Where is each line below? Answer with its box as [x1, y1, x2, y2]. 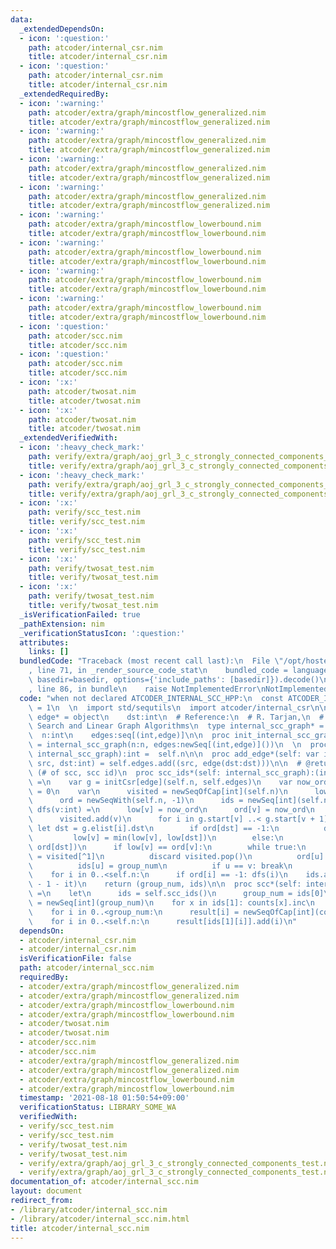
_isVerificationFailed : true [19, 609, 141, 620]
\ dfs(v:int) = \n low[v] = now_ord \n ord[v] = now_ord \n [28, 805, 315, 815]
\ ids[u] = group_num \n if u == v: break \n [28, 861, 293, 871]
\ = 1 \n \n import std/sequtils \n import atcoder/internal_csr [28, 702, 311, 713]
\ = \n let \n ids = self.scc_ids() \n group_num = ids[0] [28, 889, 325, 899]
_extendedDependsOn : [19, 24, 105, 34]
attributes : [19, 637, 70, 648]
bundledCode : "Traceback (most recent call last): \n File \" [19, 656, 284, 666]
